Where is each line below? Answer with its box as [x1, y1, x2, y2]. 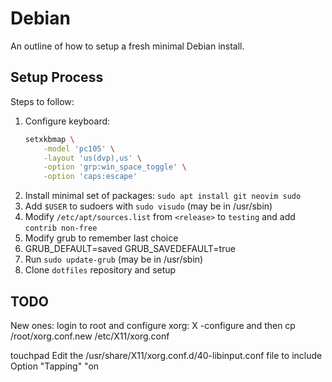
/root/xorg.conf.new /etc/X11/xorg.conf [10, 330, 170, 342]
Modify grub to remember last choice [24, 232, 179, 244]
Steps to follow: [10, 95, 75, 107]
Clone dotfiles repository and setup [24, 264, 177, 276]
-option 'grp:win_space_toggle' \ [43, 162, 187, 172]
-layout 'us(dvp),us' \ [43, 153, 142, 163]
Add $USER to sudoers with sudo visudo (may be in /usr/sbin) [24, 200, 273, 212]
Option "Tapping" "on [10, 360, 100, 372]
